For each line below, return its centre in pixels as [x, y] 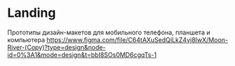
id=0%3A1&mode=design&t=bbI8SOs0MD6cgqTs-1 [82, 55]
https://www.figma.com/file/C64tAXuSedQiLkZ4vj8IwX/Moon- [138, 39]
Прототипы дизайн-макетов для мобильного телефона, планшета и [109, 32]
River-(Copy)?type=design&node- [57, 47]
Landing [32, 13]
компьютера [26, 39]
